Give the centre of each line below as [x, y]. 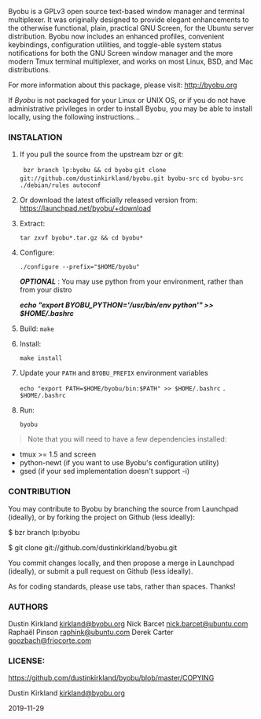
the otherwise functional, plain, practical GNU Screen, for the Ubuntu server [131, 28]
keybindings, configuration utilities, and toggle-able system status [115, 45]
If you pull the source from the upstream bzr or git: [101, 154]
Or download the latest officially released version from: [108, 200]
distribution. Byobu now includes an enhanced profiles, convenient [116, 36]
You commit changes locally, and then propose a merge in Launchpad [121, 563]
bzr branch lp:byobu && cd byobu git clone [95, 171]
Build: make [37, 328]
